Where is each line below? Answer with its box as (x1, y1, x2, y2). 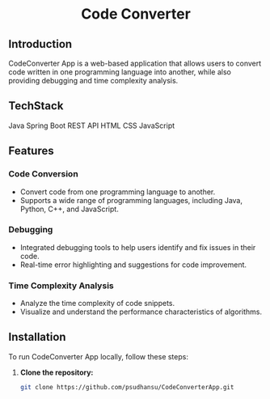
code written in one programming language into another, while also (8, 67, 232, 77)
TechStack (8, 99, 64, 113)
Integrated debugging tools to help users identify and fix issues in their (19, 242, 256, 252)
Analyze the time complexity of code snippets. (19, 299, 175, 308)
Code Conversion (8, 168, 78, 180)
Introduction (8, 37, 73, 51)
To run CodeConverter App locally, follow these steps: (8, 351, 188, 361)
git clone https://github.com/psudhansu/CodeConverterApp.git (19, 383, 234, 391)
